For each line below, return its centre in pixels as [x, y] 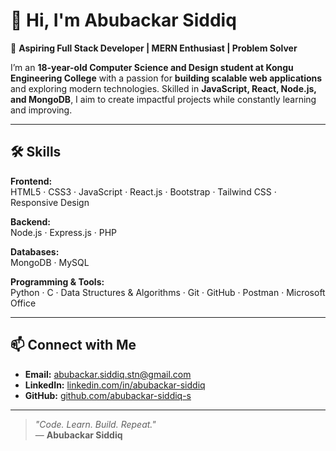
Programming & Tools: [57, 281]
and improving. [41, 110]
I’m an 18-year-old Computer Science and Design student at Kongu [152, 67]
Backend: [30, 221]
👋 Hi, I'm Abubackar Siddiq [123, 20]
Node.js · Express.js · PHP [64, 232]
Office [23, 303]
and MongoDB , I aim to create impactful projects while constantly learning [163, 99]
